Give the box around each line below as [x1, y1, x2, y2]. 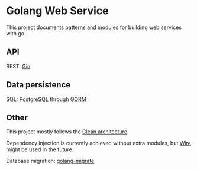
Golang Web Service [6, 4, 109, 18]
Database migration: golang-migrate [6, 158, 95, 165]
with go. [6, 30, 26, 37]
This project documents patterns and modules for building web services [6, 24, 182, 31]
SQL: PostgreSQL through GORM [6, 96, 87, 103]
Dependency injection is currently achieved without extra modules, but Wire [6, 140, 191, 147]
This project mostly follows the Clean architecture [6, 128, 128, 135]
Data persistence [6, 80, 71, 90]
